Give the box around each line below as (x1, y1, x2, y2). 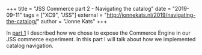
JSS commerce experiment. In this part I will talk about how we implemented (6, 36, 196, 42)
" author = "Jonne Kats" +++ (37, 18, 108, 25)
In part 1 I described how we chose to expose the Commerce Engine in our (6, 29, 191, 36)
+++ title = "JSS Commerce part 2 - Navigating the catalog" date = (6, 5, 171, 12)
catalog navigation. (6, 42, 54, 49)
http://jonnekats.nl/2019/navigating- (106, 11, 196, 19)
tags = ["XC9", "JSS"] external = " (23, 11, 107, 19)
